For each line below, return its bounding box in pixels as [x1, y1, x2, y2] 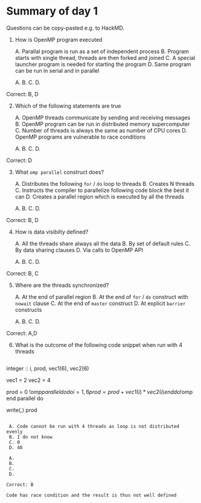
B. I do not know [8, 434, 53, 440]
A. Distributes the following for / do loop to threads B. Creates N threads [14, 180, 195, 187]
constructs [14, 306, 42, 313]
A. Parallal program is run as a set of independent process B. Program [14, 47, 189, 55]
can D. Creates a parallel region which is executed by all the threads [14, 192, 184, 200]
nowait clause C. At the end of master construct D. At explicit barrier [14, 300, 186, 307]
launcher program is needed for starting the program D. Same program [14, 61, 191, 68]
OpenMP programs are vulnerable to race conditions [14, 133, 146, 140]
